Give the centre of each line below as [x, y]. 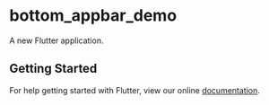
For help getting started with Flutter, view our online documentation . [134, 90]
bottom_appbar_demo [93, 16]
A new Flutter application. [56, 40]
